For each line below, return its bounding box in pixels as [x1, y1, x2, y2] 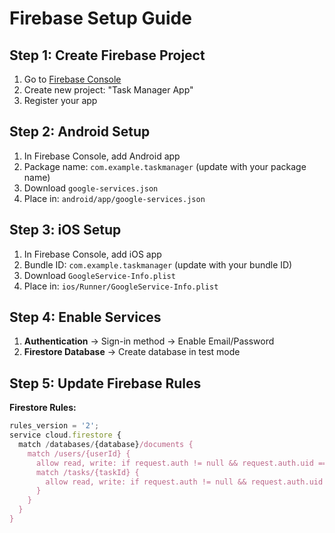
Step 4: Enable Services [9, 309, 162, 326]
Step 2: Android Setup [9, 123, 151, 141]
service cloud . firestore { [9, 430, 122, 441]
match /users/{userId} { [27, 448, 131, 459]
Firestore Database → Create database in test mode [23, 346, 241, 358]
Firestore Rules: [9, 402, 77, 414]
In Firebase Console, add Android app [23, 150, 181, 162]
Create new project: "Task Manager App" [23, 84, 194, 96]
